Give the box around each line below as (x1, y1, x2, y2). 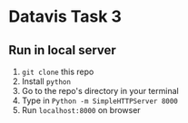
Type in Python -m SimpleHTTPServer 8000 (21, 95, 179, 106)
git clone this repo (21, 66, 94, 77)
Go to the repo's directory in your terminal (21, 86, 179, 96)
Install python (21, 76, 72, 87)
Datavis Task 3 (8, 6, 122, 27)
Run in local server (8, 43, 117, 58)
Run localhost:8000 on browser (21, 105, 142, 115)
